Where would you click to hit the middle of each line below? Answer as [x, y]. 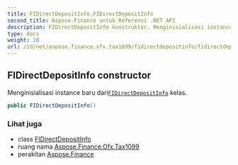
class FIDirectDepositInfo [54, 139]
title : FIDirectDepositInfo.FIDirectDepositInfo [80, 14]
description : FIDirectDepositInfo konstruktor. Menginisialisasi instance [120, 27]
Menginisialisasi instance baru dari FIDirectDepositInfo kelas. [97, 92]
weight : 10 [23, 40]
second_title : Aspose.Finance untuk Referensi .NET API [91, 21]
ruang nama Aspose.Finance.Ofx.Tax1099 [78, 147]
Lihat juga [25, 123]
